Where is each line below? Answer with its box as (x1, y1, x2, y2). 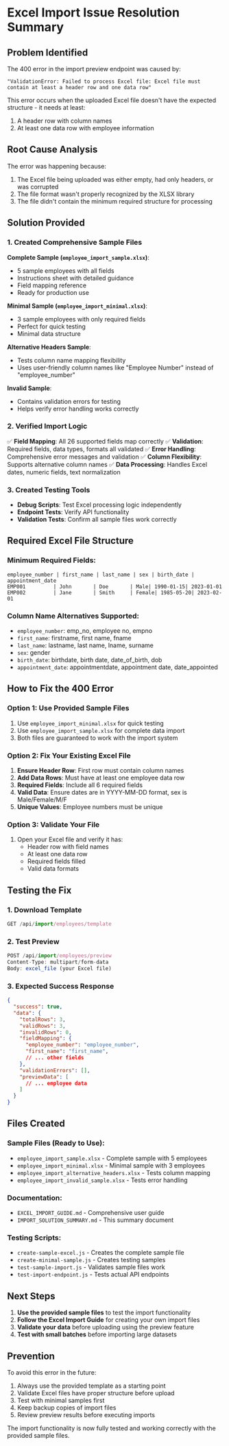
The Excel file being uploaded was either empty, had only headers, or (16, 175, 214, 183)
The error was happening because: (7, 162, 106, 170)
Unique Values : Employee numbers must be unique (16, 803, 163, 811)
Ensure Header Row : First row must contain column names (16, 767, 184, 775)
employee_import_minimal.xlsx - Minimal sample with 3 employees (16, 1161, 206, 1170)
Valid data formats (27, 865, 80, 873)
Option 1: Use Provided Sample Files (7, 703, 130, 713)
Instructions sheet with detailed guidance (16, 274, 134, 282)
